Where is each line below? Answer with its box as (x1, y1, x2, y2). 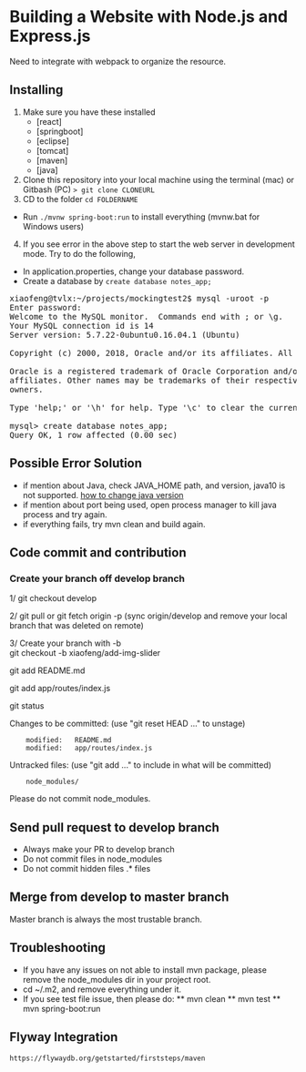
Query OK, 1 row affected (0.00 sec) (9, 430, 178, 440)
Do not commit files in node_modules (22, 853, 163, 864)
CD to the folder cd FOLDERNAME (22, 193, 138, 204)
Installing (9, 82, 64, 97)
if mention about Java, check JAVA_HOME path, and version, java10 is (22, 480, 286, 491)
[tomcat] (36, 145, 69, 156)
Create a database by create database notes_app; (22, 275, 212, 286)
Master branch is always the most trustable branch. (9, 914, 203, 924)
